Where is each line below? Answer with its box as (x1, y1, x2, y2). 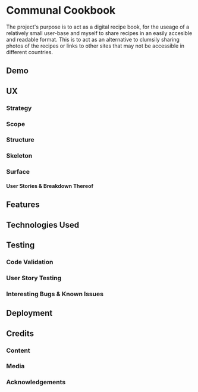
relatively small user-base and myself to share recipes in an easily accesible (6, 29, 193, 36)
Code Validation (6, 258, 54, 266)
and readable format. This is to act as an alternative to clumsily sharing (6, 36, 180, 43)
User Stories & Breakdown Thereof (6, 182, 94, 189)
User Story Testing (6, 274, 62, 282)
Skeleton (6, 152, 33, 160)
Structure (6, 136, 34, 144)
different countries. (6, 48, 54, 55)
